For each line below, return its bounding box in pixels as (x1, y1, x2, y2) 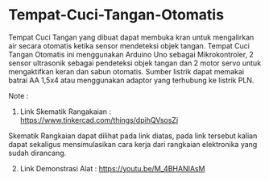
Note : (8, 90, 29, 100)
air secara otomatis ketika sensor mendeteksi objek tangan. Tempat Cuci (8, 40, 250, 50)
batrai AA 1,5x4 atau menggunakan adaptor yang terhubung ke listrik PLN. (8, 75, 255, 85)
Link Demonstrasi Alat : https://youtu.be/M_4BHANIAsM (19, 163, 205, 173)
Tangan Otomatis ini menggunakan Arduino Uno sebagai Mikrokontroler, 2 (8, 49, 254, 59)
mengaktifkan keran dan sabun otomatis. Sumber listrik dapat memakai (8, 66, 244, 76)
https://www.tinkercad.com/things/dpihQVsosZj (19, 115, 179, 124)
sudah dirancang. (8, 148, 67, 158)
